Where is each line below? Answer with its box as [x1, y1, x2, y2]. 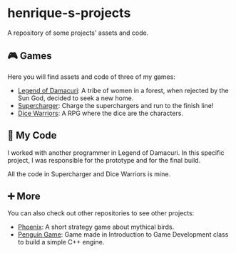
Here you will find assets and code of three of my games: [7, 72, 176, 81]
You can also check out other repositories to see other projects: [7, 209, 195, 217]
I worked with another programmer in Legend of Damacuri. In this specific [7, 148, 225, 157]
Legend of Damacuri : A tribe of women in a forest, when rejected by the [17, 86, 230, 95]
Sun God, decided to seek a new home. [17, 94, 134, 102]
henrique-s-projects [7, 5, 131, 21]
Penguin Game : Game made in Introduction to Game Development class [17, 230, 229, 239]
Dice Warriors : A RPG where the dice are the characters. [17, 109, 184, 117]
